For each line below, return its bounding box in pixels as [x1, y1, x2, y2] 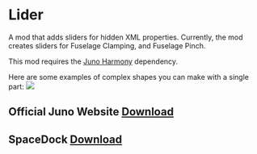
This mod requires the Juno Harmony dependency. [8, 56, 179, 66]
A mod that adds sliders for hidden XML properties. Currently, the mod [8, 32, 244, 42]
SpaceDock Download [8, 132, 123, 146]
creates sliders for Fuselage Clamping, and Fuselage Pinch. [8, 40, 206, 50]
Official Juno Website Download [8, 105, 174, 119]
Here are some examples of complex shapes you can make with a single [8, 72, 249, 81]
